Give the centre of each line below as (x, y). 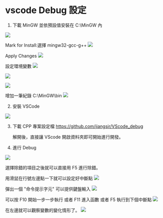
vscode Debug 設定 (46, 10)
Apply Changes (21, 56)
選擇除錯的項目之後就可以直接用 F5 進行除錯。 (53, 167)
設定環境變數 (18, 66)
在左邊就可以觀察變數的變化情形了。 (42, 210)
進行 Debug (24, 147)
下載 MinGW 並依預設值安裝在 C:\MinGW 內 (57, 25)
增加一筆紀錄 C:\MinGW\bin (34, 95)
